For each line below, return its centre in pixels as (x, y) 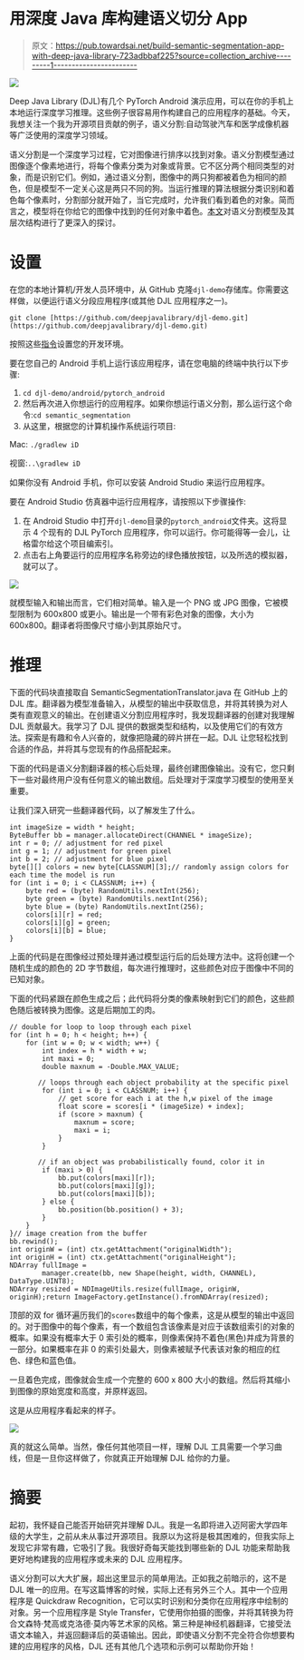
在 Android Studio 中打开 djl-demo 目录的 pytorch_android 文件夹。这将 (151, 521)
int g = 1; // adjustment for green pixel (90, 851)
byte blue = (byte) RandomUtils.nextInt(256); (115, 907)
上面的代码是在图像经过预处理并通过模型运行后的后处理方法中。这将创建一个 (152, 956)
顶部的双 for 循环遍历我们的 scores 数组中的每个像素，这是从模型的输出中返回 (152, 1315)
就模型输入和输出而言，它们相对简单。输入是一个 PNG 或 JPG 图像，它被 (145, 602)
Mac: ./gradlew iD (44, 444)
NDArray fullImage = (48, 1265)
